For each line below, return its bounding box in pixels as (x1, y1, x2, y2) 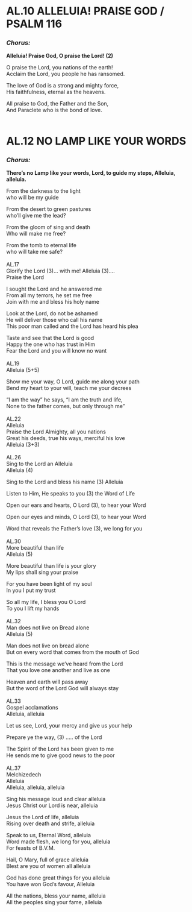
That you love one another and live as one (6, 666, 110, 673)
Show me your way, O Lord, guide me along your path (6, 378, 140, 385)
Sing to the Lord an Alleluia (6, 460, 73, 467)
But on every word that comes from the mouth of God (6, 648, 140, 655)
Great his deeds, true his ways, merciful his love (6, 434, 125, 441)
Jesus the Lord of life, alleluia (6, 813, 79, 820)
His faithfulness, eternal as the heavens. (6, 89, 106, 96)
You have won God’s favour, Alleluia (6, 880, 95, 887)
